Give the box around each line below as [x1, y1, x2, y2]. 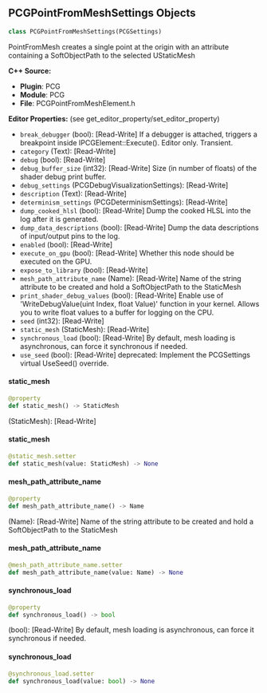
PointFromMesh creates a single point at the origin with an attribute [8, 42, 230, 51]
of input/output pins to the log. [19, 231, 120, 240]
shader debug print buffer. [19, 172, 107, 181]
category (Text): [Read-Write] [19, 146, 116, 156]
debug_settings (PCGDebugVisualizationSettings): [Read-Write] [19, 180, 229, 190]
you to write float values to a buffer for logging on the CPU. [19, 307, 214, 317]
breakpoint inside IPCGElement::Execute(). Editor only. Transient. [19, 137, 234, 147]
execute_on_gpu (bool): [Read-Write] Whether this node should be [19, 247, 235, 258]
